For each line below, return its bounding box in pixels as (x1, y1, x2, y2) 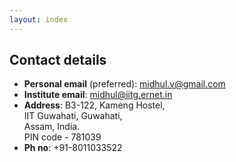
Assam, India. (23, 121, 81, 133)
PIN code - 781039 (23, 131, 102, 143)
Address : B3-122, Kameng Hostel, (23, 99, 166, 111)
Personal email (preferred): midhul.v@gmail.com (23, 78, 226, 90)
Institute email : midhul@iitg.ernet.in (23, 89, 173, 101)
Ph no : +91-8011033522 (23, 142, 123, 154)
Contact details (9, 52, 107, 69)
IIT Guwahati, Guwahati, (23, 110, 123, 122)
